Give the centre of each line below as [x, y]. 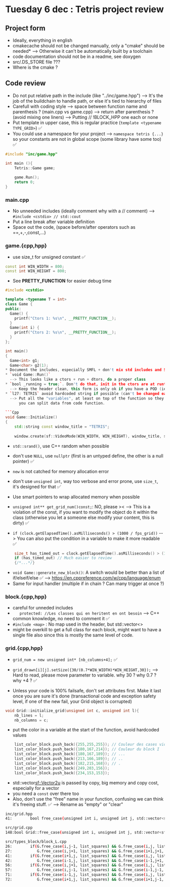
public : [13, 309]
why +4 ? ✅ [25, 680]
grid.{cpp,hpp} [24, 648]
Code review [26, 83]
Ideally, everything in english [42, 40]
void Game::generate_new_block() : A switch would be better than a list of [88, 572]
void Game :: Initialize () [31, 417]
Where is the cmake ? [35, 67]
